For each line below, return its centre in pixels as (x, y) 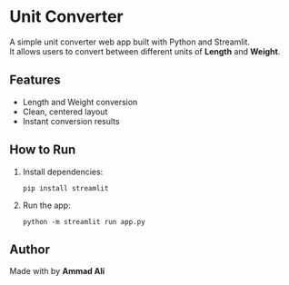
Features (35, 80)
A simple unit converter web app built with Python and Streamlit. (130, 42)
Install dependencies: (63, 172)
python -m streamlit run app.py (84, 221)
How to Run (43, 150)
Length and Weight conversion (80, 102)
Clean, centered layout (65, 112)
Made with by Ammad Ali (57, 271)
